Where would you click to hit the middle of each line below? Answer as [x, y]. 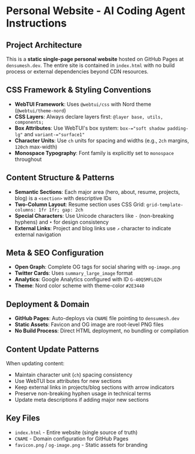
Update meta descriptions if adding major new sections [82, 400]
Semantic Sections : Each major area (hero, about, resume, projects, [97, 191]
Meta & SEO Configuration [55, 253]
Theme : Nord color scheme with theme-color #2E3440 [80, 285]
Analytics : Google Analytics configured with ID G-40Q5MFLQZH [88, 280]
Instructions [36, 23]
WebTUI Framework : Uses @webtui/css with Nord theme [83, 104]
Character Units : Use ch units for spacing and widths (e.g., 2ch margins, [102, 140]
